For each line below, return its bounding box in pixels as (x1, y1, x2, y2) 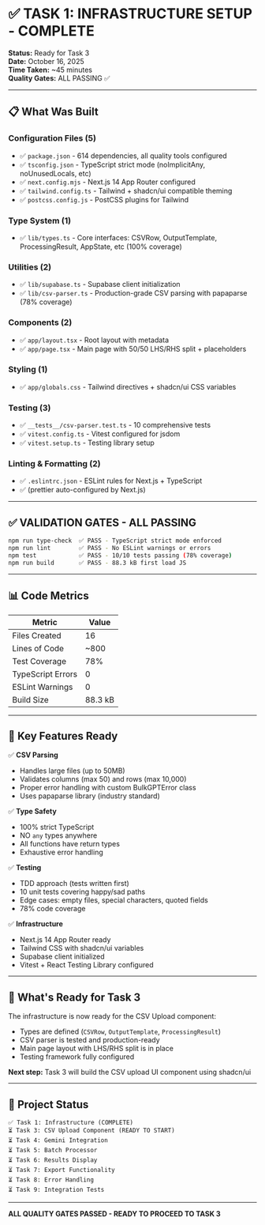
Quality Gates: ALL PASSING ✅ (8, 73, 110, 83)
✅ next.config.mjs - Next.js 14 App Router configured (19, 177, 196, 187)
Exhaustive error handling (19, 847, 104, 857)
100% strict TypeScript (19, 823, 95, 832)
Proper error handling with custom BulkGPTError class (19, 783, 196, 793)
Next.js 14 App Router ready (19, 935, 111, 944)
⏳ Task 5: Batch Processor (8, 1146, 98, 1154)
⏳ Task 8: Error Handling (8, 1175, 95, 1184)
